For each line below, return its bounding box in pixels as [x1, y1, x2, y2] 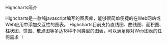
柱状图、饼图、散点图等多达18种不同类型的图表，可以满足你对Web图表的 [5, 28, 158, 34]
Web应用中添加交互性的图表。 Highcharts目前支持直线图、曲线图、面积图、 [5, 22, 164, 27]
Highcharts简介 [5, 5, 38, 10]
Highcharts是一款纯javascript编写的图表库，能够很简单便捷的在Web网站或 [5, 15, 161, 21]
